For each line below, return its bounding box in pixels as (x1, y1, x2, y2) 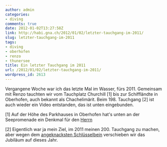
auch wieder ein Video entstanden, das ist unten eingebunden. (5, 102, 134, 108)
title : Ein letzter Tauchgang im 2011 (5, 63, 86, 68)
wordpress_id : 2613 (5, 72, 46, 77)
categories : (5, 12, 30, 17)
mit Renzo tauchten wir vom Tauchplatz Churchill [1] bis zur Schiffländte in (5, 91, 158, 97)
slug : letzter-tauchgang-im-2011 (5, 35, 75, 40)
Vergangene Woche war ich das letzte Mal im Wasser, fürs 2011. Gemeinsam (5, 86, 162, 92)
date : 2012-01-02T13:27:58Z (5, 26, 64, 31)
